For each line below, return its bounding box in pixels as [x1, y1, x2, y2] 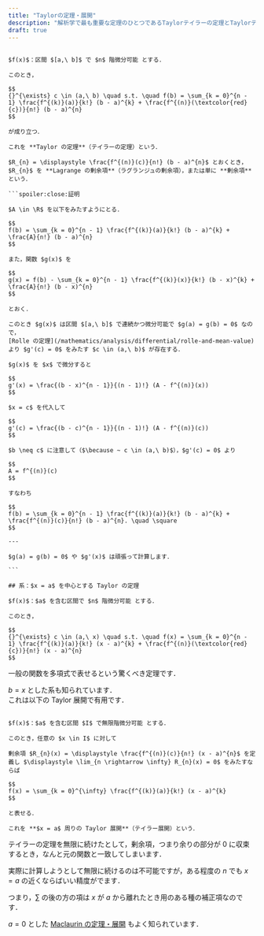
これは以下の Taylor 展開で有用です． [8, 695, 128, 705]
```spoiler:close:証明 [8, 191, 80, 199]
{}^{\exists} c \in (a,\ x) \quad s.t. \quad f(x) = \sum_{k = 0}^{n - [8, 633, 247, 641]
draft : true [8, 26, 47, 34]
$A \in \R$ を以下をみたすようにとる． [8, 206, 123, 214]
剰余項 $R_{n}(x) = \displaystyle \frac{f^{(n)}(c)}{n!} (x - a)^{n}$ [8, 750, 241, 758]
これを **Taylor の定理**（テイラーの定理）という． [8, 143, 161, 151]
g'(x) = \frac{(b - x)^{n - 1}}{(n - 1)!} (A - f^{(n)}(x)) [8, 381, 210, 390]
